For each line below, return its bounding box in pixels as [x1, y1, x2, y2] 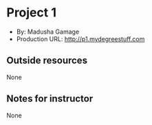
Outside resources [6, 55, 87, 67]
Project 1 [6, 5, 56, 21]
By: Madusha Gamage [16, 27, 80, 36]
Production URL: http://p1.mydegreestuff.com [16, 34, 145, 43]
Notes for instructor [6, 93, 94, 104]
